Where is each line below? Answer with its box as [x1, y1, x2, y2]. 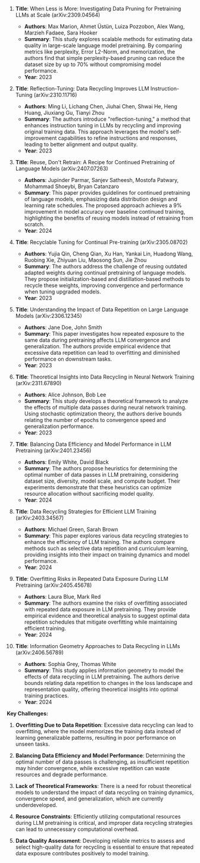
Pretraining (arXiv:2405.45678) [15, 581, 92, 589]
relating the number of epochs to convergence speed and [24, 417, 166, 423]
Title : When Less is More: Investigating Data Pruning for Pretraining [15, 5, 182, 12]
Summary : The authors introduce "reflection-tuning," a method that [24, 115, 191, 123]
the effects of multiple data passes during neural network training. [24, 404, 187, 411]
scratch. [24, 221, 45, 228]
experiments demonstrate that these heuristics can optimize [24, 484, 172, 490]
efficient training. [24, 625, 66, 631]
